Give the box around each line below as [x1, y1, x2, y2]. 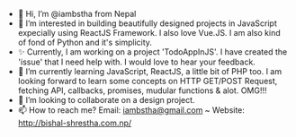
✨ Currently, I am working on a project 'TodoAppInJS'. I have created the [17, 47, 288, 57]
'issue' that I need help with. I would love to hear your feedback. [17, 56, 256, 67]
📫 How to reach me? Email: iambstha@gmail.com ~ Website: [17, 105, 246, 116]
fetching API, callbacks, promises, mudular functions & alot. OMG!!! [17, 85, 267, 96]
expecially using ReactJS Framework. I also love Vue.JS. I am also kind [17, 28, 281, 38]
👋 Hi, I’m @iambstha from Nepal [17, 9, 137, 19]
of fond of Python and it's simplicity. [17, 37, 153, 47]
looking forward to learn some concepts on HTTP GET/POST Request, [17, 76, 278, 86]
